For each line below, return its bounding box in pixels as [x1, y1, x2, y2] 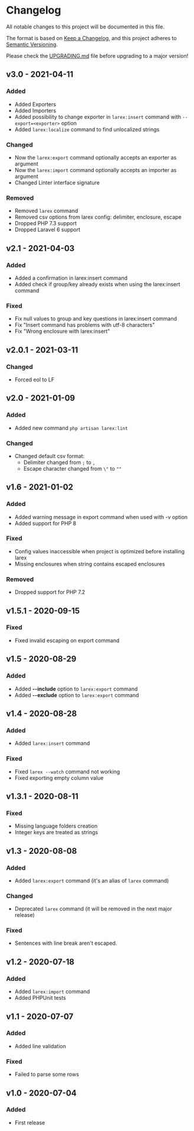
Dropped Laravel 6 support [14, 226, 81, 234]
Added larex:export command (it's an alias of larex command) [14, 877, 169, 884]
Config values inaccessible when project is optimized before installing [14, 547, 185, 555]
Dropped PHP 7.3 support [14, 220, 77, 227]
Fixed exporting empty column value [14, 774, 104, 781]
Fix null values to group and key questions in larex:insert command [14, 315, 177, 322]
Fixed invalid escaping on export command [14, 637, 120, 644]
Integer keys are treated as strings [14, 829, 98, 836]
